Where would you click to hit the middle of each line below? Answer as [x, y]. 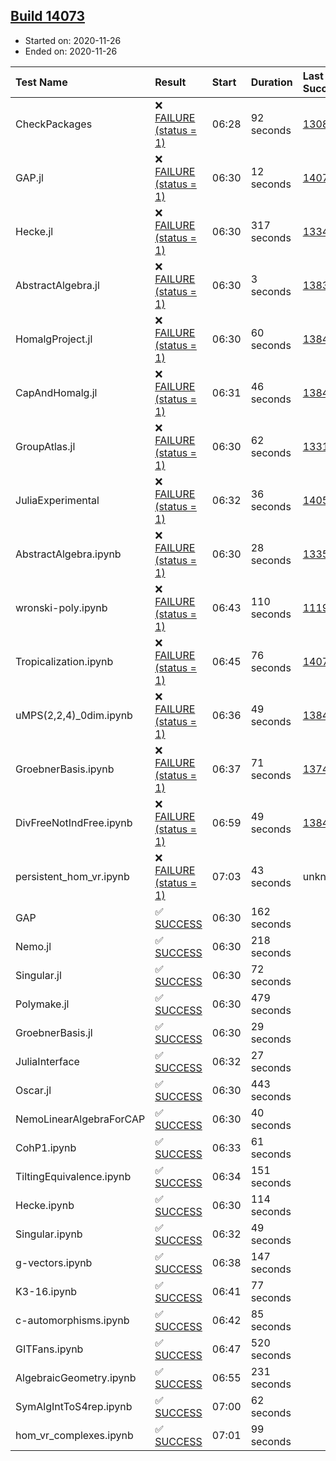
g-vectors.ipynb [54, 1262]
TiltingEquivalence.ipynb [73, 1176]
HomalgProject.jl [54, 339]
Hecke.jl [34, 231]
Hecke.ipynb [45, 1205]
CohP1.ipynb [46, 1147]
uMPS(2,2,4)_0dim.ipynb [74, 715]
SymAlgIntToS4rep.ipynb [74, 1406]
